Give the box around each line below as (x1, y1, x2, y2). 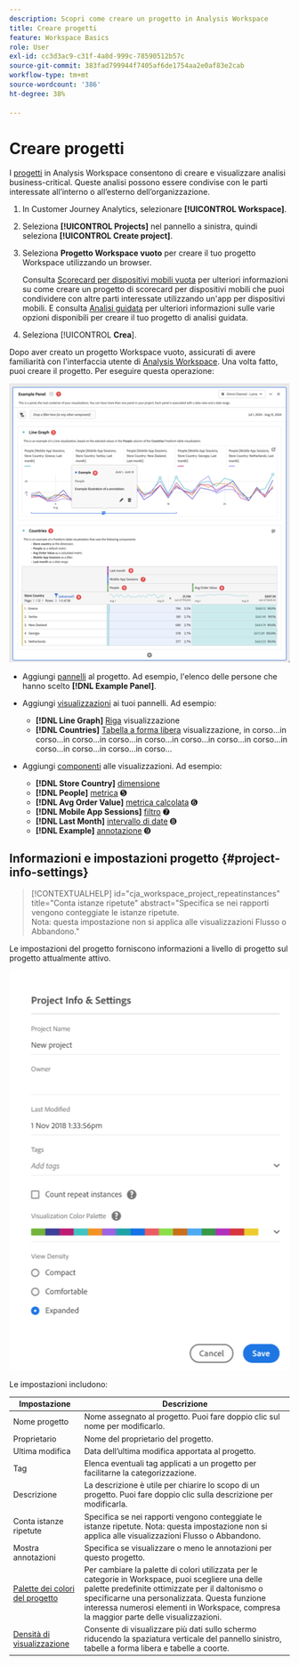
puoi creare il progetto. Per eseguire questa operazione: (9, 366, 215, 377)
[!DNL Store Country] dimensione (35, 777, 160, 788)
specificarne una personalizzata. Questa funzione (84, 1593, 267, 1604)
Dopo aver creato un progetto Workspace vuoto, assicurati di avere (9, 347, 256, 358)
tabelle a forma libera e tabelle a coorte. (84, 1643, 230, 1653)
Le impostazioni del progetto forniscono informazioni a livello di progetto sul (9, 944, 288, 954)
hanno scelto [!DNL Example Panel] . (21, 680, 157, 691)
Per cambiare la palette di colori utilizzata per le (84, 1564, 258, 1575)
